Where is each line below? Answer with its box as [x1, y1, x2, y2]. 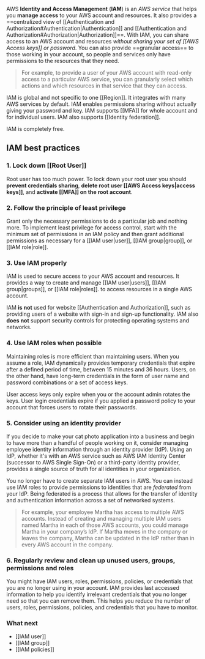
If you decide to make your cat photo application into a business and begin [6, 433, 195, 440]
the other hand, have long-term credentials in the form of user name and [6, 372, 190, 379]
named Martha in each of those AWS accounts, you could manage [21, 521, 188, 529]
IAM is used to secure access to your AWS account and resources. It [6, 272, 179, 280]
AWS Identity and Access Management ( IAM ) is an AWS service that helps [6, 6, 197, 12]
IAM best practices [6, 143, 81, 154]
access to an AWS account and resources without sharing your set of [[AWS [6, 38, 199, 45]
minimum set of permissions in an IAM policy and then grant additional [6, 230, 184, 237]
